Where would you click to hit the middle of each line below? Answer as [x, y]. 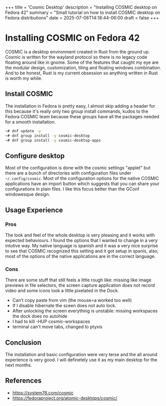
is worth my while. [24, 78]
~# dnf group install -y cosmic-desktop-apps [53, 140]
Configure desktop [35, 156]
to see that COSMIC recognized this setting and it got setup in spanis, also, [82, 251]
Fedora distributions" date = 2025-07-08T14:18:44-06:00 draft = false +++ [82, 18]
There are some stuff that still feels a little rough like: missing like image [78, 280]
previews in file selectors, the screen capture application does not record [80, 285]
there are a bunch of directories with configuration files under [68, 173]
